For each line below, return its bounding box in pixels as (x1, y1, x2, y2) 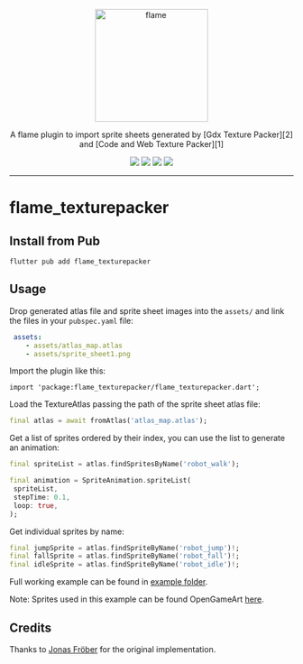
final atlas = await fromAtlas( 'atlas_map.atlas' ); (9, 416, 207, 426)
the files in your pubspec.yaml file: (9, 315, 133, 326)
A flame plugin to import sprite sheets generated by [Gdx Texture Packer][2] (10, 129, 293, 140)
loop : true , (13, 501, 59, 510)
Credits (9, 620, 52, 635)
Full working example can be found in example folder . (9, 576, 208, 587)
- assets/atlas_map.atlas (25, 341, 124, 350)
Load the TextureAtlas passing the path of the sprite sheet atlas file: (9, 399, 261, 410)
